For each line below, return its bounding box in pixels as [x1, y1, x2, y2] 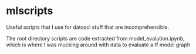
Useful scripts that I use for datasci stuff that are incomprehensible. [6, 23, 170, 31]
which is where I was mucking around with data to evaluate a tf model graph [6, 41, 191, 48]
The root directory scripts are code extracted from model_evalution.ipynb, [6, 35, 185, 42]
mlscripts [6, 4, 53, 18]
